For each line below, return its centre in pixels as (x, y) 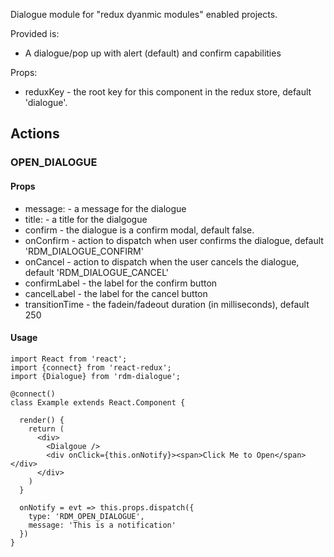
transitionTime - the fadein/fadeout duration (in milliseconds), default (167, 304)
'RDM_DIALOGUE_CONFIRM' (84, 251)
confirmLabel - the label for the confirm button (121, 283)
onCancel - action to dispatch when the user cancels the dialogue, (162, 261)
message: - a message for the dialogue (105, 208)
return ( (46, 429)
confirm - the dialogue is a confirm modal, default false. (139, 230)
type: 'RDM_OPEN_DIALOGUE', (86, 516)
